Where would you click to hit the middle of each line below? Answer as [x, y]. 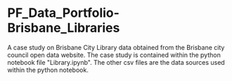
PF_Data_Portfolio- [63, 13]
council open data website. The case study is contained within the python [114, 55]
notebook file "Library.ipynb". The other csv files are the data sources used [116, 62]
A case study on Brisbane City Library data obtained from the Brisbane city [116, 47]
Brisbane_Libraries [64, 28]
